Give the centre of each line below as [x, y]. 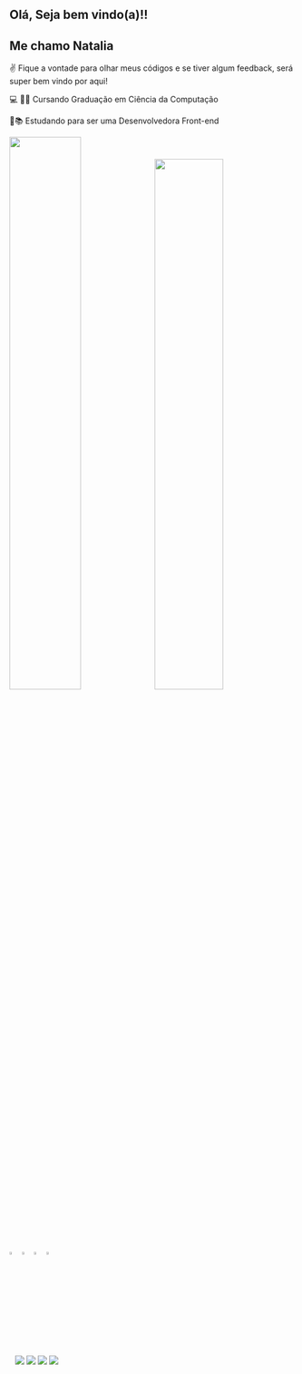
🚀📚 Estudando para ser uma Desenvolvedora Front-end [114, 121]
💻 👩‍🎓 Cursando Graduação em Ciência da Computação [114, 100]
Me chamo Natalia [62, 46]
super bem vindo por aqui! [59, 82]
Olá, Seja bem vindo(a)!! [79, 15]
